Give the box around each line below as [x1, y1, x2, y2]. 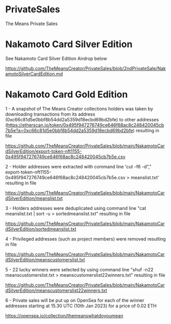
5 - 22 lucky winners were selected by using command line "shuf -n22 [5, 266, 154, 272]
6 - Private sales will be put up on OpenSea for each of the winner [5, 297, 144, 303]
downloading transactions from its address [5, 111, 95, 117]
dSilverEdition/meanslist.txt [5, 195, 63, 201]
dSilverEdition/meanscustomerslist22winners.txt [5, 287, 107, 293]
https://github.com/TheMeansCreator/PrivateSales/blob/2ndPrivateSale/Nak [5, 65, 166, 71]
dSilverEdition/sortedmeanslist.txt [5, 226, 77, 232]
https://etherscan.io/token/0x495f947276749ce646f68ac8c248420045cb [7, 122, 164, 128]
